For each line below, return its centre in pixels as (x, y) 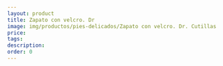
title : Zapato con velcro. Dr (51, 20)
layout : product (31, 13)
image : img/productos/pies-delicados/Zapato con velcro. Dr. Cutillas (112, 26)
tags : (15, 39)
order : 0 (20, 52)
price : (17, 33)
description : (26, 45)
